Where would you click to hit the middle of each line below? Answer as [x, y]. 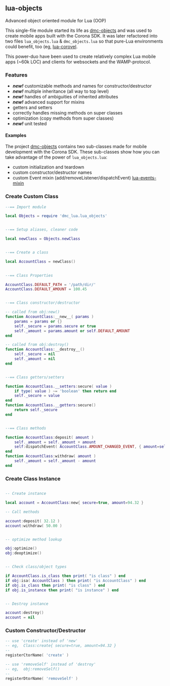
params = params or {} [38, 321]
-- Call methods [22, 512]
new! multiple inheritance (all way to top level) [61, 91]
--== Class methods [26, 428]
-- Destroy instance [27, 604]
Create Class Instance [33, 479]
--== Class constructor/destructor [43, 303]
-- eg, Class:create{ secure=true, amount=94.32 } [61, 646]
